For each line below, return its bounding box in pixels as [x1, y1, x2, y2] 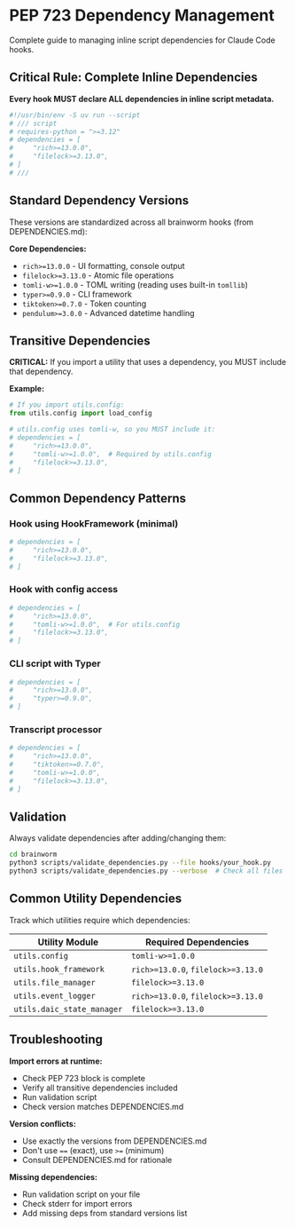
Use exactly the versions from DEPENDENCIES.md [21, 1136, 207, 1146]
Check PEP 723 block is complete [21, 1073, 146, 1083]
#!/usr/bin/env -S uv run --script [9, 110, 141, 120]
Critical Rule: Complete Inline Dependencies [9, 70, 259, 85]
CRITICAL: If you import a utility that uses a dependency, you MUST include [9, 357, 287, 368]
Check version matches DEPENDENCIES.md [21, 1101, 184, 1112]
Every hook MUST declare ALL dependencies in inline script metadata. [9, 93, 275, 104]
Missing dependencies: [9, 1171, 98, 1182]
